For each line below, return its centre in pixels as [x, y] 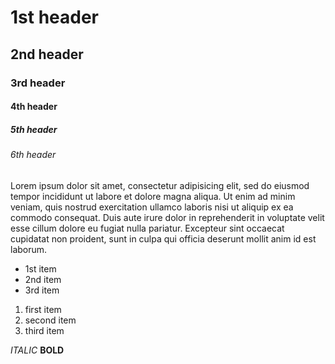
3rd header [38, 83]
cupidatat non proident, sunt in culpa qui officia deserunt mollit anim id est [163, 238]
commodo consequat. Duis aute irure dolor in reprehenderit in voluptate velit [167, 217]
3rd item [42, 290]
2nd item [43, 279]
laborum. [29, 249]
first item [43, 309]
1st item [40, 268]
